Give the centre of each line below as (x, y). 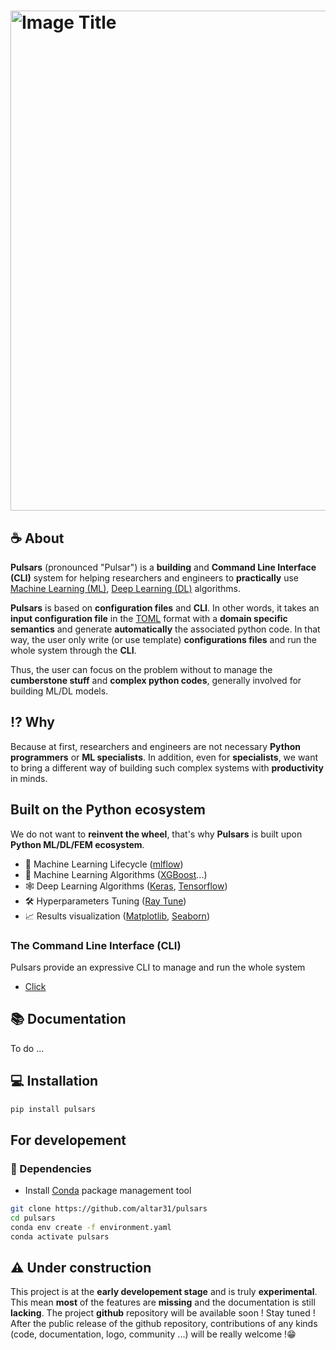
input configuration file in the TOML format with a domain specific (149, 618)
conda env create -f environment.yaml (91, 1227)
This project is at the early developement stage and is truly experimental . (164, 1292)
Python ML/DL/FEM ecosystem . (77, 844)
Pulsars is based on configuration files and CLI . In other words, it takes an (165, 608)
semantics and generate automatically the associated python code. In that (165, 629)
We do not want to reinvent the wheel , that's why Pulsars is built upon (156, 834)
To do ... (27, 1048)
